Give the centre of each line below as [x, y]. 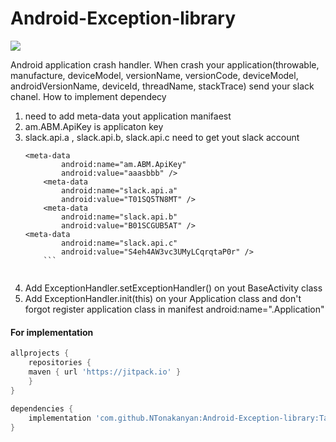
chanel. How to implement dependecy [88, 96]
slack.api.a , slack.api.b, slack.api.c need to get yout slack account [162, 137]
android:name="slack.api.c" [119, 243]
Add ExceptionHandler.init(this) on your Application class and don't [163, 298]
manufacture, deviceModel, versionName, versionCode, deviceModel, [154, 75]
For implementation [52, 332]
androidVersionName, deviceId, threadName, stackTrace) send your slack [162, 86]
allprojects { [40, 353]
